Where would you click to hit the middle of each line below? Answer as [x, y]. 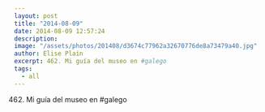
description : [36, 39]
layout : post [36, 16]
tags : [23, 69]
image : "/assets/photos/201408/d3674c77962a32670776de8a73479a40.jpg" [136, 46]
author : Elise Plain [49, 54]
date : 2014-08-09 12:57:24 [60, 31]
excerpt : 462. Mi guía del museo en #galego [90, 62]
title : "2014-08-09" [49, 24]
